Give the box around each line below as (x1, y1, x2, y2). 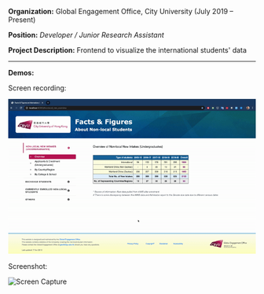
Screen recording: (8, 83, 67, 93)
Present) (8, 15, 36, 24)
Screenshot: (8, 262, 48, 270)
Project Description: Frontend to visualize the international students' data (8, 46, 247, 54)
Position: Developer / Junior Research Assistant (8, 31, 165, 39)
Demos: (8, 68, 35, 77)
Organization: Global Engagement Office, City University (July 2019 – (8, 7, 234, 16)
